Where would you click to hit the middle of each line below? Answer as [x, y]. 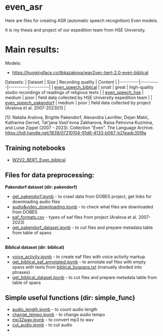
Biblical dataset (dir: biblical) [35, 247]
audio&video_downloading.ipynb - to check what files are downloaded [82, 206]
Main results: [32, 50]
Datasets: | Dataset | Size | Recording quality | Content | [61, 82]
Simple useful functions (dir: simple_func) [70, 298]
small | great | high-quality [127, 87]
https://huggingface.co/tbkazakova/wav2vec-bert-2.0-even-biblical [80, 73]
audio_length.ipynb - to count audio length [55, 309]
